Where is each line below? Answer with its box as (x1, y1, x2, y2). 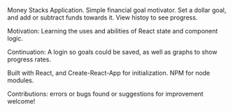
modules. (7, 76, 34, 84)
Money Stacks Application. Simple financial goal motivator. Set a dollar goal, (7, 6, 227, 14)
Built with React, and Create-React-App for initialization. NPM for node (7, 69, 211, 77)
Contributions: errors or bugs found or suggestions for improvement (7, 90, 204, 98)
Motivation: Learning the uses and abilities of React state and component (7, 27, 218, 35)
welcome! (7, 97, 36, 105)
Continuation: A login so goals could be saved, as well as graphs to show (7, 48, 218, 56)
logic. (7, 34, 23, 43)
